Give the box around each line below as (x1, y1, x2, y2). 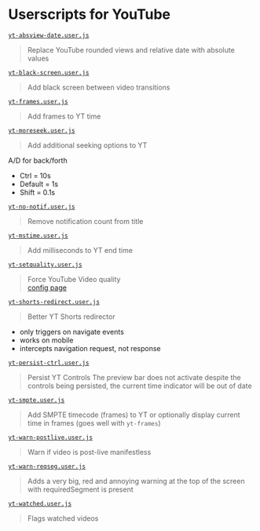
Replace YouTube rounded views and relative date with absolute (27, 45, 236, 54)
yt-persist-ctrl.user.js (8, 359, 90, 367)
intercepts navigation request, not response (19, 343, 161, 353)
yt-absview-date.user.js (8, 31, 90, 39)
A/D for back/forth (8, 156, 68, 165)
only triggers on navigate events (19, 327, 124, 336)
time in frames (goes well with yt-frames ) (27, 418, 161, 427)
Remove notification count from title (27, 216, 144, 225)
